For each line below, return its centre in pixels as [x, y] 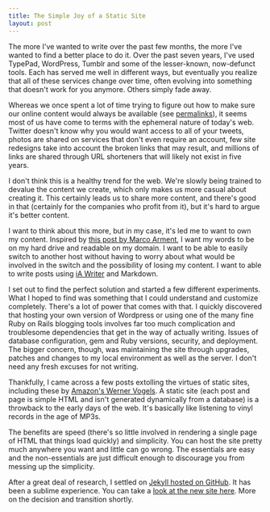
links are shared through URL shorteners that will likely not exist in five [125, 156]
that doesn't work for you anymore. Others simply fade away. [110, 89]
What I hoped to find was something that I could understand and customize [133, 298]
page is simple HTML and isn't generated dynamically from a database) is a [134, 399]
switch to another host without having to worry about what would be [122, 256]
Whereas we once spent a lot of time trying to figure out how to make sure [132, 105]
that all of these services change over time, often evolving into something [130, 81]
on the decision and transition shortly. [71, 499]
